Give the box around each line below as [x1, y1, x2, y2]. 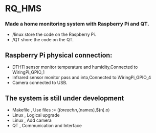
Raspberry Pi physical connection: [5, 51, 112, 59]
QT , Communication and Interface [12, 123, 82, 129]
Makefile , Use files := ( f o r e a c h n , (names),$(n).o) [12, 107, 110, 113]
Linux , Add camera [12, 117, 52, 123]
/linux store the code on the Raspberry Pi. [12, 31, 96, 37]
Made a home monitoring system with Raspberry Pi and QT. [5, 21, 149, 27]
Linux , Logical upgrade [12, 112, 60, 118]
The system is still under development [5, 94, 124, 102]
